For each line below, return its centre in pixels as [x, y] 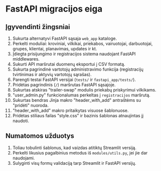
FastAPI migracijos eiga [54, 9]
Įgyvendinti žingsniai [38, 27]
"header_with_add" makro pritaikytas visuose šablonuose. [71, 110]
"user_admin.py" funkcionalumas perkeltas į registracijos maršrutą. [81, 95]
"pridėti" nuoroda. [31, 105]
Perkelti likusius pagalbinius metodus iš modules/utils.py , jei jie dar [80, 153]
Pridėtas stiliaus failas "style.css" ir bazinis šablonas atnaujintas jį [78, 116]
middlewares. [26, 59]
